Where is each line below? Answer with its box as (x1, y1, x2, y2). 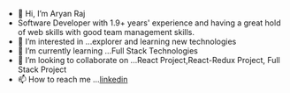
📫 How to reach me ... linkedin (17, 75, 128, 84)
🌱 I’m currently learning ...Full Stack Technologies (17, 46, 199, 56)
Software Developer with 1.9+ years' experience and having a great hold (17, 18, 281, 28)
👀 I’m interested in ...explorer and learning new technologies (17, 36, 237, 46)
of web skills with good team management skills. (17, 27, 195, 37)
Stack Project (17, 64, 67, 75)
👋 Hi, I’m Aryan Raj (17, 9, 86, 18)
